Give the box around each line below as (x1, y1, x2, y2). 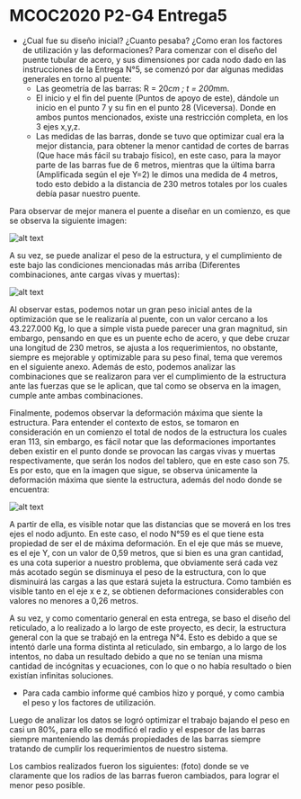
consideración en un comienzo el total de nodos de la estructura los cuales (9, 426, 288, 437)
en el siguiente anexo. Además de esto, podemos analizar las (9, 361, 236, 372)
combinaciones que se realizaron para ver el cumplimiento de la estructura (9, 371, 287, 382)
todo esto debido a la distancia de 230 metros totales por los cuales (35, 178, 288, 189)
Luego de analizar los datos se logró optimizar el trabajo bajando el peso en (9, 714, 290, 725)
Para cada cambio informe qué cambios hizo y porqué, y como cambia (22, 687, 285, 698)
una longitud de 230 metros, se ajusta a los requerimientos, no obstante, (9, 342, 279, 353)
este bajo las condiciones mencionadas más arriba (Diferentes (9, 259, 241, 270)
